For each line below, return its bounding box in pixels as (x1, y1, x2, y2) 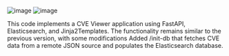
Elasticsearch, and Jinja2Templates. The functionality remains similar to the (7, 27, 222, 35)
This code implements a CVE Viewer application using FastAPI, (7, 20, 186, 27)
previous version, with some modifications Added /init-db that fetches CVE (7, 34, 220, 42)
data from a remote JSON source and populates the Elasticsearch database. (7, 42, 223, 49)
